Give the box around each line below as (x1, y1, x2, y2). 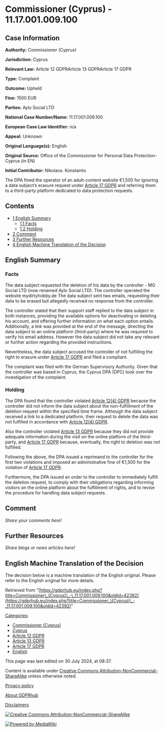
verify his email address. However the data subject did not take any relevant (5, 334, 160, 340)
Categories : (5, 612, 29, 618)
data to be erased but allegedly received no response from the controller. (5, 298, 154, 304)
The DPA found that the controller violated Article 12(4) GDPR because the (5, 398, 157, 404)
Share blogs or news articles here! (5, 545, 75, 551)
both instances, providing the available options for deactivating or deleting (5, 312, 157, 318)
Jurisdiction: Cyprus (5, 57, 48, 62)
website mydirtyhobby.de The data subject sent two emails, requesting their (5, 293, 160, 299)
